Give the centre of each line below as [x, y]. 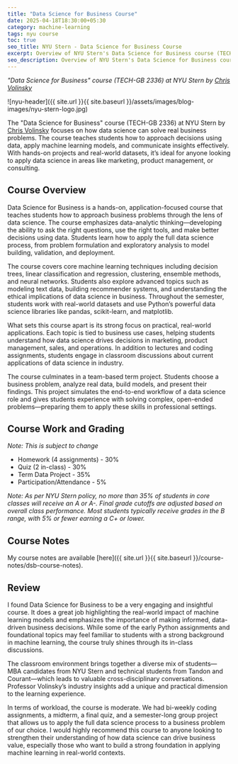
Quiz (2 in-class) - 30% [52, 467]
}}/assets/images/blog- [160, 101]
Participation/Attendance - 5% [62, 482]
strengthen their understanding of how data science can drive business [112, 737]
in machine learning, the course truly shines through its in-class [100, 642]
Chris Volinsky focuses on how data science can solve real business [107, 130]
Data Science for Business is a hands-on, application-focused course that [115, 207]
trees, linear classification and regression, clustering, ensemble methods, [114, 274]
